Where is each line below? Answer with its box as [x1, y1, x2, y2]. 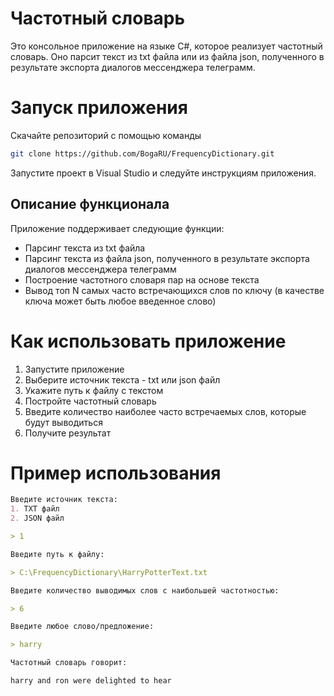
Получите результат [24, 427, 112, 439]
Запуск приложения [10, 97, 188, 119]
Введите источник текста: [10, 495, 118, 505]
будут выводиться [24, 416, 103, 428]
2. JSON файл [10, 513, 65, 524]
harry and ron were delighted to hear [10, 676, 172, 686]
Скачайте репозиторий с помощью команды [10, 129, 202, 141]
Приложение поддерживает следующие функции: [10, 222, 225, 234]
